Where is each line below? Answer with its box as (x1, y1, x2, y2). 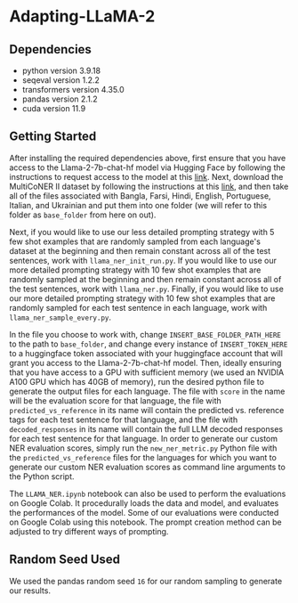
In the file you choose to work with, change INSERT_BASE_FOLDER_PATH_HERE (9, 329, 282, 339)
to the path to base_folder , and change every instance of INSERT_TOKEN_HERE (9, 338, 288, 349)
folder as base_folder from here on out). (9, 209, 157, 220)
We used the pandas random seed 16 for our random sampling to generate (9, 575, 283, 586)
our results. (9, 585, 52, 596)
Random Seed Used (9, 552, 121, 567)
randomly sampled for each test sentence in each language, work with (9, 302, 268, 313)
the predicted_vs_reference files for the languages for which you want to (9, 452, 278, 462)
